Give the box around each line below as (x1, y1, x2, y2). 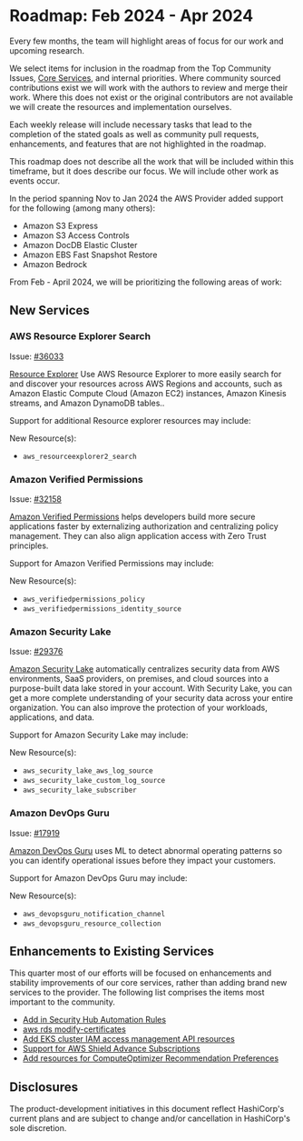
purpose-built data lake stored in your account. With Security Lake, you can (9, 683, 293, 694)
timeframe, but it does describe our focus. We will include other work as (9, 165, 279, 176)
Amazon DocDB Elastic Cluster (22, 239, 138, 250)
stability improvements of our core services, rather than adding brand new (9, 977, 288, 988)
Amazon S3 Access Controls (22, 229, 130, 241)
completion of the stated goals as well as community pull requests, (9, 128, 259, 139)
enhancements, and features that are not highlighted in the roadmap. (9, 138, 267, 149)
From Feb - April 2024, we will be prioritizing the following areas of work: (9, 276, 283, 287)
